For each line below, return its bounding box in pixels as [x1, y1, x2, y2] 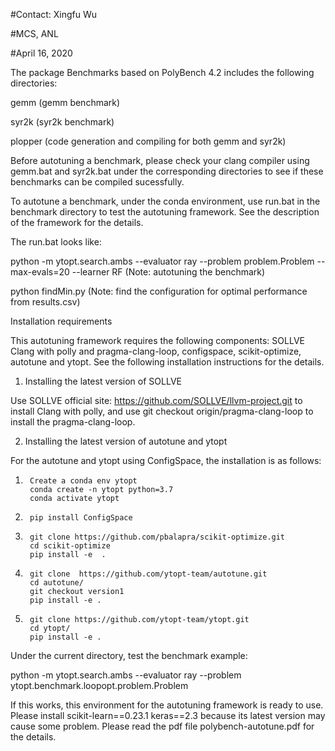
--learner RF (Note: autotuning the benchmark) [71, 266, 266, 278]
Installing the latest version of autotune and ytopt [24, 435, 228, 447]
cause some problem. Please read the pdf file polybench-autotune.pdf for [10, 720, 315, 732]
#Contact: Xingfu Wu [10, 9, 98, 20]
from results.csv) [10, 296, 81, 308]
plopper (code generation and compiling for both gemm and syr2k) [10, 135, 287, 147]
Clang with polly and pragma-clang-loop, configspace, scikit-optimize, [10, 345, 302, 357]
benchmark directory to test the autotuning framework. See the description [10, 206, 320, 218]
